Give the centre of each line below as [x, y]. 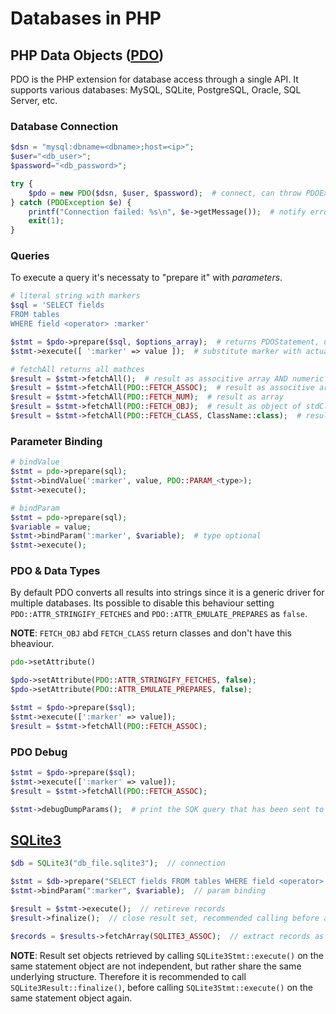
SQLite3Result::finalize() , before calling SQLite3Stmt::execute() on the [162, 987]
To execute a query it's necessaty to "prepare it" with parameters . [146, 278]
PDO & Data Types [55, 571]
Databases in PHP [86, 18]
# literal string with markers [75, 296]
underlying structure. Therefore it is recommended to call [128, 976]
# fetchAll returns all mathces [77, 369]
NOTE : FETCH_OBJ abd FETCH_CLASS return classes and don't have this [151, 633]
